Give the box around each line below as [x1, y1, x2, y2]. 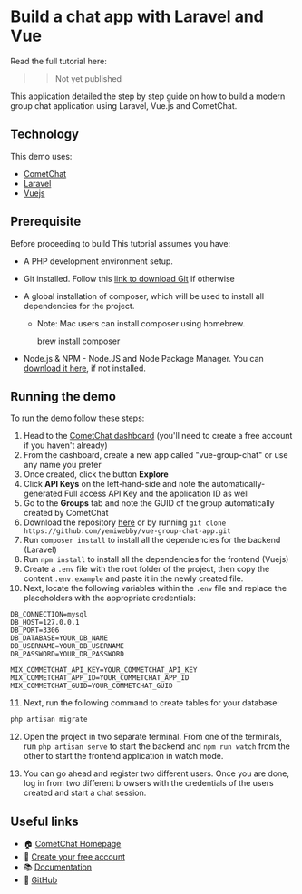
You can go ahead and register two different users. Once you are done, [23, 768, 289, 779]
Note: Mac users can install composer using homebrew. [36, 317, 246, 328]
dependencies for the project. [23, 300, 135, 311]
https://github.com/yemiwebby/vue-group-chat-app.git [23, 527, 231, 536]
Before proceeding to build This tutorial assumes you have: [10, 238, 230, 248]
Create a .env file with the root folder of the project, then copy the [23, 564, 270, 575]
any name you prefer [23, 460, 102, 471]
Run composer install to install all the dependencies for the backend [23, 535, 281, 546]
